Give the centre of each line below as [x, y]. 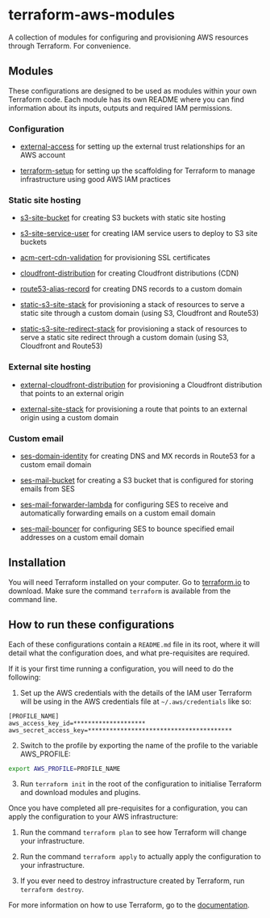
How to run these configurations [91, 625]
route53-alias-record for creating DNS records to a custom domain [131, 289]
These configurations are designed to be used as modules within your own [133, 91]
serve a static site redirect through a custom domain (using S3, [125, 338]
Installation [37, 563]
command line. [33, 599]
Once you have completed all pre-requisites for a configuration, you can [128, 808]
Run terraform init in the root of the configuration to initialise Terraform [141, 784]
